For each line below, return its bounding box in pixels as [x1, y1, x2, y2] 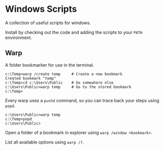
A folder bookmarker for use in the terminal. [5, 62, 94, 68]
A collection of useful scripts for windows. [5, 20, 91, 26]
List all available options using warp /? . [5, 139, 84, 145]
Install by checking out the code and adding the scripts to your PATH [5, 29, 143, 35]
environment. [5, 35, 32, 40]
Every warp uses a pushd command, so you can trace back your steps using [5, 97, 160, 103]
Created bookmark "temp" [5, 75, 56, 81]
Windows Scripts [5, 3, 77, 15]
